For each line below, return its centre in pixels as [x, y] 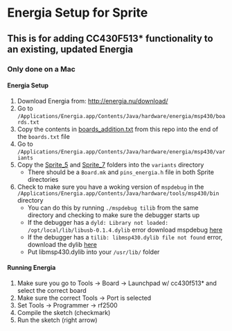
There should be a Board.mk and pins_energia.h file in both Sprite [121, 172]
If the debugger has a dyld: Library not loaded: [98, 222]
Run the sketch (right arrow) [57, 320]
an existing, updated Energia [70, 49]
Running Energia [32, 268]
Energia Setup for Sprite [78, 13]
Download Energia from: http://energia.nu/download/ [92, 101]
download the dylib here [62, 244]
